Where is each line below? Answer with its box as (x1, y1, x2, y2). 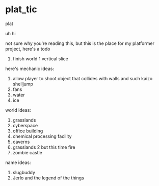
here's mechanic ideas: (5, 65, 55, 72)
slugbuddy (12, 169, 36, 175)
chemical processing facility (12, 133, 72, 139)
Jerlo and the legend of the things (12, 175, 84, 181)
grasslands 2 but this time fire (12, 144, 75, 150)
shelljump (12, 81, 33, 87)
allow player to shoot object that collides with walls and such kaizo (12, 75, 153, 81)
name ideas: (5, 159, 32, 166)
